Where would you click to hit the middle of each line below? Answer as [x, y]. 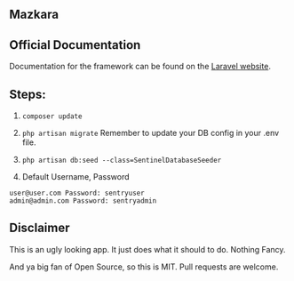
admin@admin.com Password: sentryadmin [83, 201]
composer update [52, 116]
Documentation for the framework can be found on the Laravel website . [140, 67]
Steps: [28, 94]
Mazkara [34, 15]
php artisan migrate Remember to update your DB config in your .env [151, 133]
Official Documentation [75, 45]
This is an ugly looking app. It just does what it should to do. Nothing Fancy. [147, 249]
